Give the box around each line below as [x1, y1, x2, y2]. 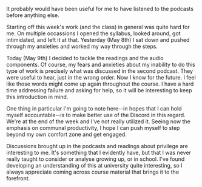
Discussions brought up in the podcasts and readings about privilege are [6, 143, 188, 149]
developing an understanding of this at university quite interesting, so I [6, 162, 183, 169]
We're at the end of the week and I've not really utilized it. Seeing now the [6, 118, 191, 125]
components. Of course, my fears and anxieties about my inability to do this [6, 61, 195, 68]
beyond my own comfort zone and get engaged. [6, 131, 127, 138]
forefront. [6, 175, 30, 182]
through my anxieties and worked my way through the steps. [6, 42, 158, 50]
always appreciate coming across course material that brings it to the [6, 168, 180, 175]
